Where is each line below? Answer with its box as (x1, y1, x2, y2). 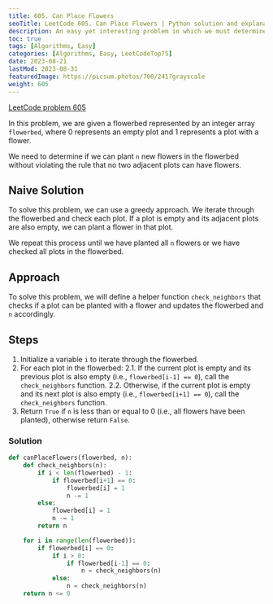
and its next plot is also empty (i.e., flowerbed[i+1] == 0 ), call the (19, 388, 240, 399)
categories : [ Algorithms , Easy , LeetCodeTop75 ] (8, 50, 173, 58)
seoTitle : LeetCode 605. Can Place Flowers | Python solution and (8, 20, 238, 28)
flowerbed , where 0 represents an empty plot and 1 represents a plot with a (8, 127, 259, 137)
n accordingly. (8, 309, 55, 319)
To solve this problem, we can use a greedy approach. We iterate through (8, 205, 254, 215)
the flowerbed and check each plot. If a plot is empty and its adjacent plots (8, 213, 259, 224)
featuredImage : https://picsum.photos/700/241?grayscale (8, 72, 206, 81)
